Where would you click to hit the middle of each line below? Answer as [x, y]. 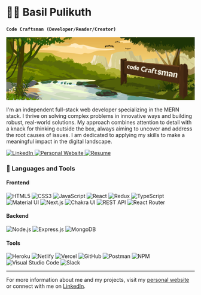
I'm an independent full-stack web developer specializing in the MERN [93, 110]
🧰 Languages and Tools [41, 168]
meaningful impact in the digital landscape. [59, 141]
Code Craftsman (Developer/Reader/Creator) [61, 29]
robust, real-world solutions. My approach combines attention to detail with [99, 122]
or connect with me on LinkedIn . [46, 286]
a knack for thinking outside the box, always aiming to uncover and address [99, 129]
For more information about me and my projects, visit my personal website [98, 280]
